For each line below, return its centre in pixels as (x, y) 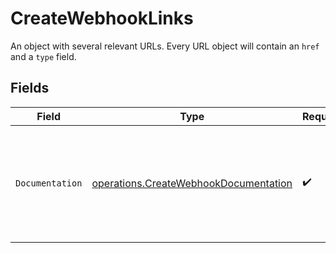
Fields (30, 88)
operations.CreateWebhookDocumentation (192, 183)
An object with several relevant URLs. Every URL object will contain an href (165, 46)
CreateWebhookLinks (102, 18)
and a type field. (43, 56)
